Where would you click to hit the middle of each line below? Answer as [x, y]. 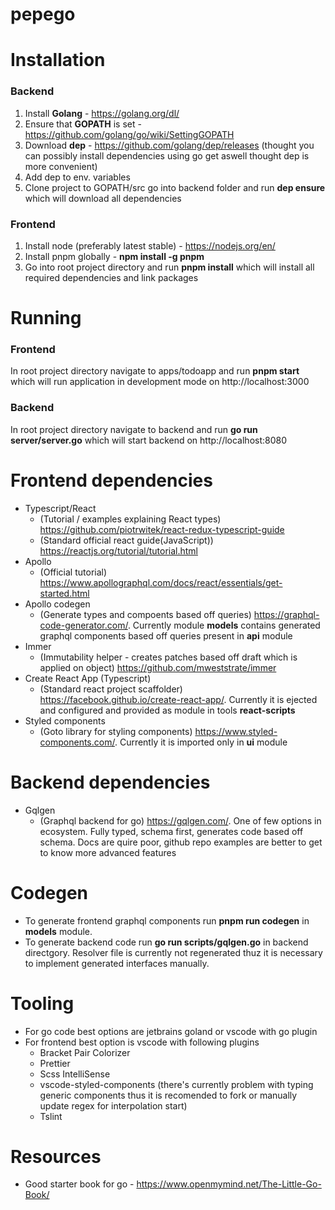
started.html [64, 593]
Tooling [42, 1003]
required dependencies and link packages [111, 277]
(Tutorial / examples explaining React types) [130, 519]
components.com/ [77, 742]
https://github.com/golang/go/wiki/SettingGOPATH [129, 134]
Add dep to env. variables [77, 177]
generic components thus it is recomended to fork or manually [168, 1095]
